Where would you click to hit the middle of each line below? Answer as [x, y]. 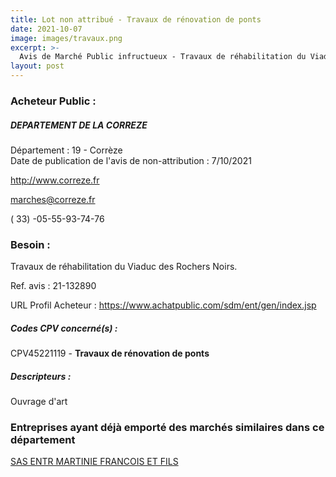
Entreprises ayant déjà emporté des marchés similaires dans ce [167, 428]
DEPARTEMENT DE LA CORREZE [79, 125]
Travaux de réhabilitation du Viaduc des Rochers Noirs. [124, 267]
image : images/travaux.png [66, 38]
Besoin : [30, 244]
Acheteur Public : [53, 101]
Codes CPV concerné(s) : [64, 328]
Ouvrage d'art [39, 402]
